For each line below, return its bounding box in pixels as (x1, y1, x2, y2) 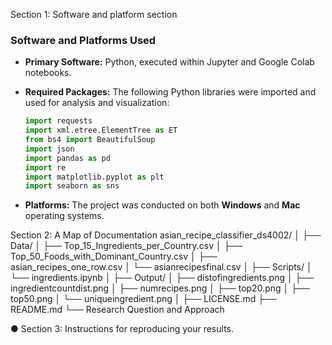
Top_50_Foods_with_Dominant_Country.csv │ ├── (10, 250, 218, 263)
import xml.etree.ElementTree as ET (24, 125, 178, 136)
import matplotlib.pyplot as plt (24, 172, 165, 182)
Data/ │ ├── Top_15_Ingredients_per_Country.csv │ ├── (10, 240, 243, 252)
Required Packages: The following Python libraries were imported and (24, 86, 317, 98)
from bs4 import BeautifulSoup (24, 135, 156, 145)
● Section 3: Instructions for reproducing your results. (10, 323, 234, 335)
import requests (24, 116, 93, 126)
